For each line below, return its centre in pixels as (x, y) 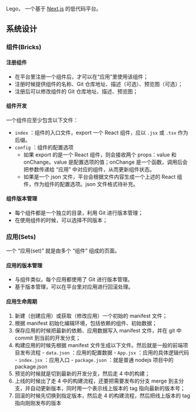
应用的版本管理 (24, 265)
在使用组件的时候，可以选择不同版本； (61, 220)
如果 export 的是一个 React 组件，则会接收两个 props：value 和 (100, 154)
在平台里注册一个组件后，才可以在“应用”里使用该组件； (82, 77)
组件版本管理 (21, 198)
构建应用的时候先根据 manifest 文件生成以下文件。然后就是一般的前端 (99, 345)
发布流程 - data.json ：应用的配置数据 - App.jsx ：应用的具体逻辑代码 (104, 353)
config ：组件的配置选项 (44, 147)
